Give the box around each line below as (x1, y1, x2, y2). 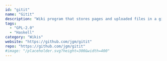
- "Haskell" (9, 30, 35, 35)
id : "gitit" (5, 7, 30, 12)
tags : (5, 21, 16, 26)
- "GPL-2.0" (9, 26, 35, 30)
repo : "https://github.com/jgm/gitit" (5, 44, 85, 49)
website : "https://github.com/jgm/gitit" (5, 39, 92, 44)
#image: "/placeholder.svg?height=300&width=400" (5, 48, 110, 53)
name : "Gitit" (5, 12, 35, 17)
